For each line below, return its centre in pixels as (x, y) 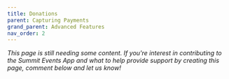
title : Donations (33, 14)
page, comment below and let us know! (64, 68)
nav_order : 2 (26, 33)
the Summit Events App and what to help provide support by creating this (113, 61)
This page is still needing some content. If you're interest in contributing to (114, 53)
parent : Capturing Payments (48, 20)
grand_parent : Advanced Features (56, 27)
